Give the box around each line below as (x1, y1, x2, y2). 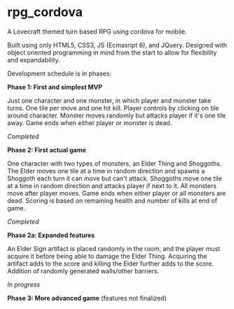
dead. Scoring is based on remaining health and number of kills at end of (7, 196, 218, 205)
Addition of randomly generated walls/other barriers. (7, 266, 160, 275)
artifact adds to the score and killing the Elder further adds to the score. (7, 259, 214, 268)
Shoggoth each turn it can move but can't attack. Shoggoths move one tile (7, 174, 222, 182)
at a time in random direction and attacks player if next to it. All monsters (7, 181, 217, 189)
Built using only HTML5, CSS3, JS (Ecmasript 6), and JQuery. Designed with (7, 41, 228, 49)
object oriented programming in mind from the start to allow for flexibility (7, 48, 217, 57)
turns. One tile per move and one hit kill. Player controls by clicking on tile (7, 103, 219, 112)
